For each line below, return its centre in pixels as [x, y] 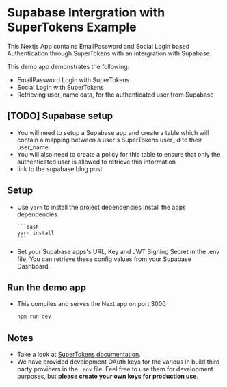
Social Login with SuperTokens [60, 87]
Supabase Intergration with [86, 13]
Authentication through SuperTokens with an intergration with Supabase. [109, 53]
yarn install [36, 233]
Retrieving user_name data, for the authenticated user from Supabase [115, 95]
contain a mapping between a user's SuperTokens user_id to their [109, 140]
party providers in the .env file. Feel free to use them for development [115, 369]
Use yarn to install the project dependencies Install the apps [102, 207]
